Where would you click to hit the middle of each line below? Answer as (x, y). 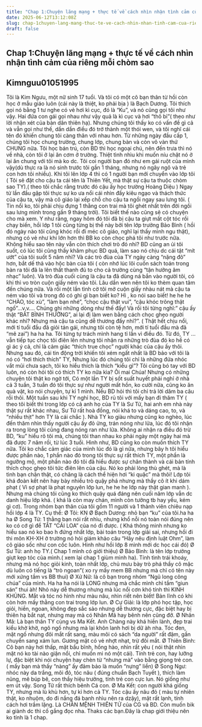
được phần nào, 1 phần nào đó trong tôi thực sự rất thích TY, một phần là (96, 456)
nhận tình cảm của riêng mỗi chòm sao (80, 62)
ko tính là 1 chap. (27, 717)
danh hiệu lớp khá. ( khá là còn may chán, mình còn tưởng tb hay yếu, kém (98, 500)
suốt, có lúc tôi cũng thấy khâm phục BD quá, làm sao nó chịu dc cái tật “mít (101, 251)
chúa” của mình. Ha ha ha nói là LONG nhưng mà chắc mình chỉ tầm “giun (97, 583)
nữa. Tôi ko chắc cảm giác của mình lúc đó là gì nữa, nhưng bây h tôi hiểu (97, 449)
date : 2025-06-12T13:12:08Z (41, 17)
